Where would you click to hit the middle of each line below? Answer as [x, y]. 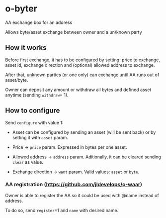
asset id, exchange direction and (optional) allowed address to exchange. [80, 65]
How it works [26, 48]
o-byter [21, 9]
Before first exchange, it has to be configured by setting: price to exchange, [83, 60]
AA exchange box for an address [39, 22]
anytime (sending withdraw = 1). [37, 95]
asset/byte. [17, 80]
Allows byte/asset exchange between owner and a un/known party [74, 32]
